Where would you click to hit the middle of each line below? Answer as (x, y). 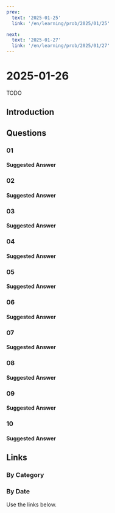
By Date (18, 492)
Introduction (30, 112)
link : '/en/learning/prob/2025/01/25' (61, 23)
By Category (25, 475)
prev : (13, 12)
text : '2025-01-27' (37, 40)
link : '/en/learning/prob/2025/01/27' (61, 46)
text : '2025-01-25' (37, 18)
